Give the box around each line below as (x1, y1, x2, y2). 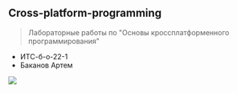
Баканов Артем (19, 60, 74, 70)
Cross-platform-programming (8, 6, 162, 20)
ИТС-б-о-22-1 (19, 51, 68, 61)
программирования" (27, 36, 100, 46)
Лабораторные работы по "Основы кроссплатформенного (27, 27, 230, 37)
